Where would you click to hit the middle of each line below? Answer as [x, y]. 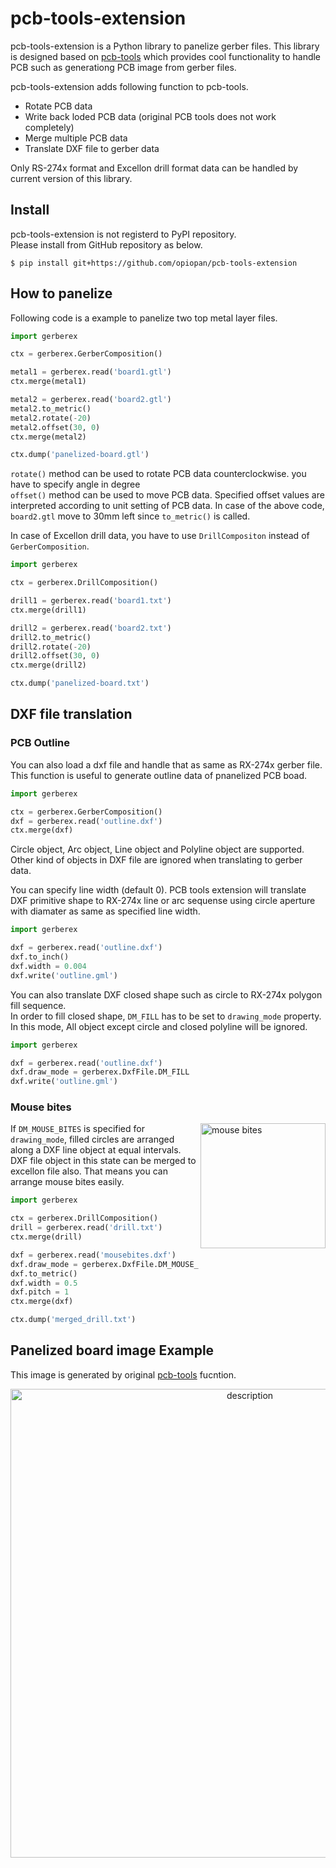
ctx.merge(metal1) [48, 382]
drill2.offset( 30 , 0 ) [55, 656]
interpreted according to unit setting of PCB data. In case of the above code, [167, 506]
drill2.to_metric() [51, 637]
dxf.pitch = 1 [40, 1292]
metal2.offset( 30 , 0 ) [55, 427]
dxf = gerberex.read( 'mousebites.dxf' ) [93, 1255]
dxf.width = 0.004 [48, 966]
